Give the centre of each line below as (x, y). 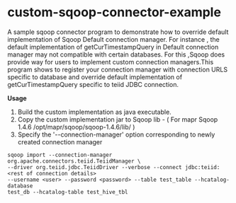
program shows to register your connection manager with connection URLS (118, 69)
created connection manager (60, 141)
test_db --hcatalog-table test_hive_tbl (68, 192)
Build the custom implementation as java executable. (94, 112)
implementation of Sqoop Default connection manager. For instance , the (113, 39)
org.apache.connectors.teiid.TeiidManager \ (74, 161)
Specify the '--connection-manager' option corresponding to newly (116, 134)
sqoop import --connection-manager (60, 155)
